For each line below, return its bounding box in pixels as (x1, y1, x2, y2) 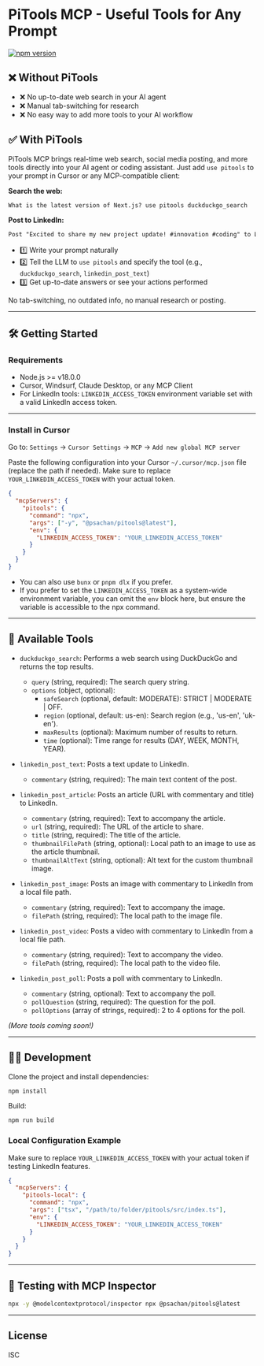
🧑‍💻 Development (8, 1051, 92, 1064)
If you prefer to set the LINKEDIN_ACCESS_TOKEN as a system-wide (19, 585, 228, 595)
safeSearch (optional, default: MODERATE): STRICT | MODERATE (42, 693, 252, 703)
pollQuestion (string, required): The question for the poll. (31, 997, 216, 1006)
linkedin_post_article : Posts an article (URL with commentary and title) (19, 789, 255, 799)
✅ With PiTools (8, 133, 82, 147)
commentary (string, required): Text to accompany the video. (31, 949, 224, 959)
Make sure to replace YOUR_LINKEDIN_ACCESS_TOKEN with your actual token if (8, 1153, 250, 1163)
